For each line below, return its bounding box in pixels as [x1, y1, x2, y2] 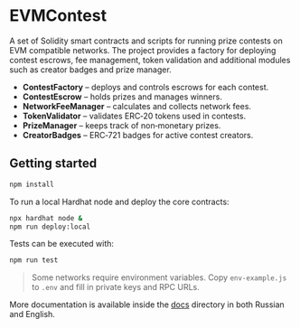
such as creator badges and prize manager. [9, 64, 172, 75]
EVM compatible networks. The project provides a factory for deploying [9, 44, 277, 55]
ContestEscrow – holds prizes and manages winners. [22, 91, 223, 102]
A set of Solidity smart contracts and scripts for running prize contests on [9, 35, 283, 46]
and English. [9, 309, 56, 320]
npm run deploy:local [9, 222, 91, 231]
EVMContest [9, 5, 107, 26]
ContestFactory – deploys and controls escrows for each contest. [22, 81, 269, 92]
